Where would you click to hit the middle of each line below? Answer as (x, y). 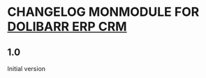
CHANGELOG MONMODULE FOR (103, 12)
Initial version (27, 69)
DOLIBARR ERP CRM (67, 27)
